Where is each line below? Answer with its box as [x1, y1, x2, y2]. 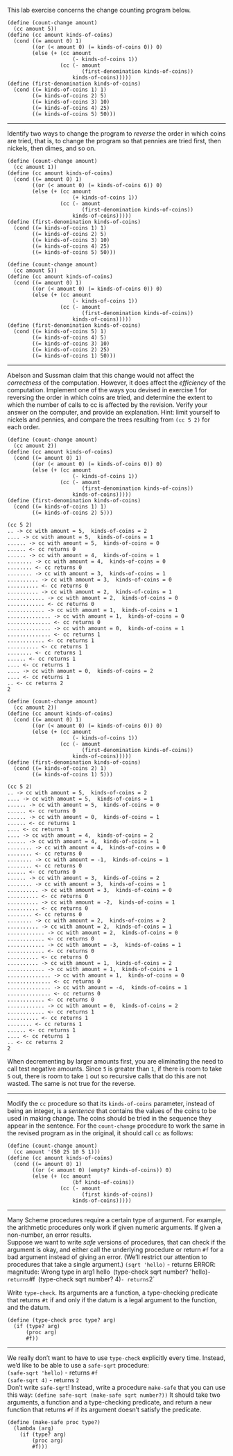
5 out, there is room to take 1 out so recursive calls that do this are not [7, 1072, 207, 1080]
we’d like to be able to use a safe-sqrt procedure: [7, 1361, 149, 1369]
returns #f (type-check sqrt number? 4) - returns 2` [7, 1275, 155, 1283]
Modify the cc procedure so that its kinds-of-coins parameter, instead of [7, 1099, 215, 1107]
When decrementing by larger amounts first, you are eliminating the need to [7, 1057, 224, 1065]
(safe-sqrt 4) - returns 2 [7, 1376, 80, 1384]
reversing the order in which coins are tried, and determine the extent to [7, 393, 213, 401]
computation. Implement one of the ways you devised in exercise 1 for [7, 386, 207, 394]
